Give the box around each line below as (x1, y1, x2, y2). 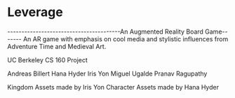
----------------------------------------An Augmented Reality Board (7, 27, 203, 36)
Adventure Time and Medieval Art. (7, 42, 107, 50)
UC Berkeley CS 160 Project (7, 55, 88, 64)
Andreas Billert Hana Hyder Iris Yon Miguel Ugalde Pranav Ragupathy (7, 69, 208, 78)
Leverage (7, 4, 63, 20)
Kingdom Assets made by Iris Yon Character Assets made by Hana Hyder (7, 83, 220, 91)
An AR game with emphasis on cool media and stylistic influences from (23, 34, 229, 43)
